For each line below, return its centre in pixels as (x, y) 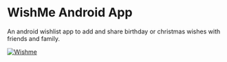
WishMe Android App (70, 13)
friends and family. (34, 38)
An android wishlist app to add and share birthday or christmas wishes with (114, 31)
